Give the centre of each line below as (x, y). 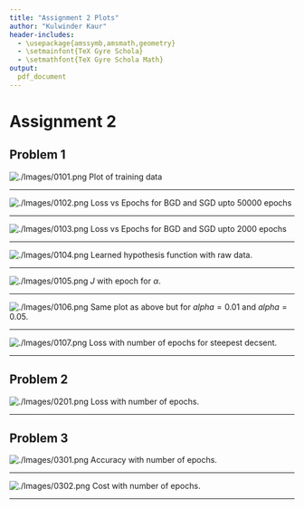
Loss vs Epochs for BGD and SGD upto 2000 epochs (188, 228)
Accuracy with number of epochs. (153, 460)
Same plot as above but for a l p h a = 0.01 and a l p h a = (189, 307)
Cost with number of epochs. (146, 486)
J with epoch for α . (125, 281)
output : (24, 69)
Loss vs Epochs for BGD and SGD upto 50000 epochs (191, 202)
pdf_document (42, 77)
